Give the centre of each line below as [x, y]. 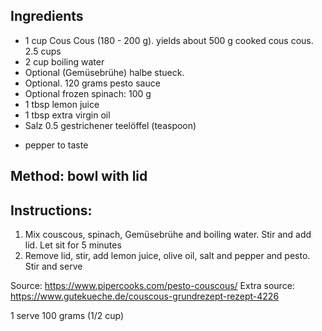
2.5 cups [43, 51]
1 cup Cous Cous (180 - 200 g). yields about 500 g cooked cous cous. [169, 40]
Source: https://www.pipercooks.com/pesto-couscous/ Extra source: [152, 286]
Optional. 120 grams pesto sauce [92, 83]
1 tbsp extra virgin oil [67, 115]
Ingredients [47, 16]
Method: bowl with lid [79, 176]
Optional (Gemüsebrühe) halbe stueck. [104, 72]
